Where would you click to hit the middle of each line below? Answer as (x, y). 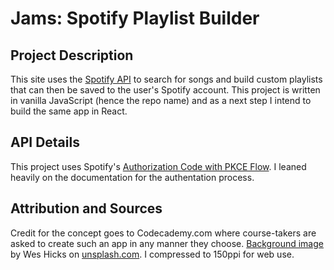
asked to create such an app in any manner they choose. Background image (167, 243)
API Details (45, 142)
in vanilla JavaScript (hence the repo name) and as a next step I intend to (161, 100)
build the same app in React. (69, 111)
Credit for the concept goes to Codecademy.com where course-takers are (163, 233)
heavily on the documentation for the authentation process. (132, 177)
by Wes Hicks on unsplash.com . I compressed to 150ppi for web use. (152, 254)
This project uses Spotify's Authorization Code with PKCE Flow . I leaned (158, 166)
